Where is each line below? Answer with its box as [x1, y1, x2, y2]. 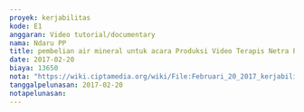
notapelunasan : [9, 89, 67, 98]
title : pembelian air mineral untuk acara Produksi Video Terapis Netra [9, 47, 290, 56]
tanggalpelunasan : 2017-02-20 [9, 80, 124, 89]
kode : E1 [9, 22, 43, 31]
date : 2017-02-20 [9, 55, 75, 64]
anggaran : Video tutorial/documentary [9, 30, 156, 39]
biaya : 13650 [9, 64, 59, 73]
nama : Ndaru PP [9, 38, 67, 48]
